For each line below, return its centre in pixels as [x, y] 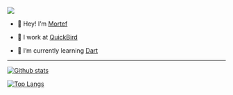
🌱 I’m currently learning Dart [58, 51]
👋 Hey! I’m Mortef [42, 24]
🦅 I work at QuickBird [47, 37]
